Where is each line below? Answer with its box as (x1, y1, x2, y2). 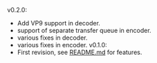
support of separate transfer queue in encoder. (17, 27, 151, 34)
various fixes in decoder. (17, 34, 88, 42)
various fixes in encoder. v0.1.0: (17, 41, 107, 49)
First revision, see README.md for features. (17, 48, 142, 56)
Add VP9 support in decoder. (17, 19, 100, 27)
